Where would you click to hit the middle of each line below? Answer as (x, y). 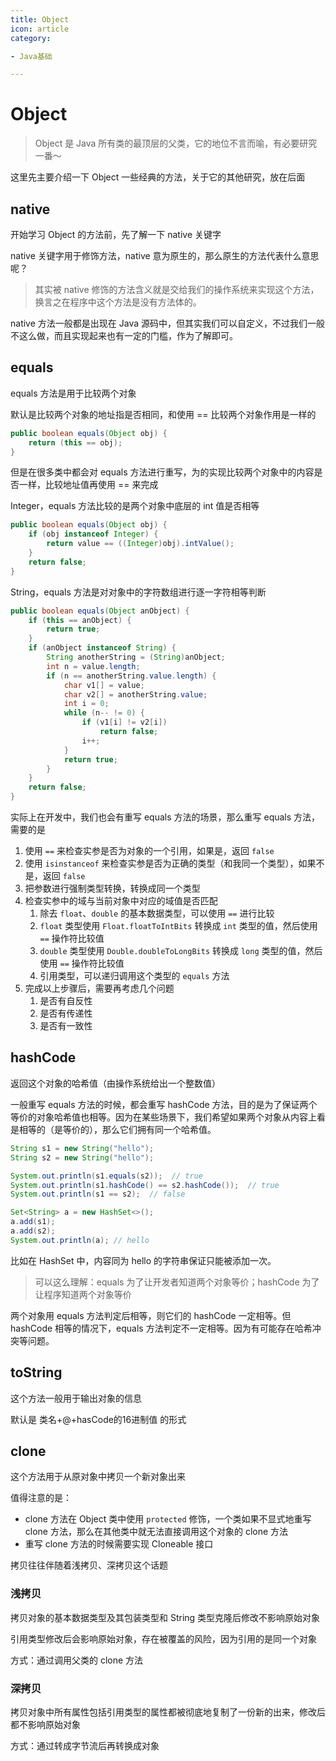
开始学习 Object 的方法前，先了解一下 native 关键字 (116, 234)
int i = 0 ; (86, 704)
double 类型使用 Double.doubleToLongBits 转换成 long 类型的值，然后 (181, 951)
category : (31, 38)
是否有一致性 (66, 1026)
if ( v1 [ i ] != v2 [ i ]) (124, 722)
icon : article (40, 29)
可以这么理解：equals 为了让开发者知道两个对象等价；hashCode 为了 (177, 1282)
